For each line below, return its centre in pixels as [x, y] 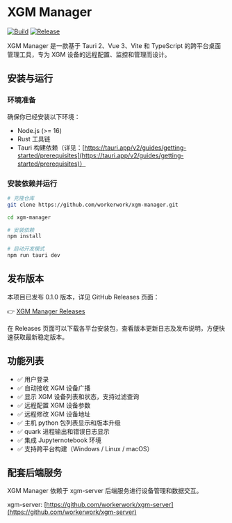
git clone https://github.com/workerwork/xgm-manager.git [93, 205]
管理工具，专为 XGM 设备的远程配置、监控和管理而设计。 [89, 54]
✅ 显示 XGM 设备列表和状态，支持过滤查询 [78, 396]
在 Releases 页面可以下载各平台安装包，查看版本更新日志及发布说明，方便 [113, 328]
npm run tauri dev [34, 256]
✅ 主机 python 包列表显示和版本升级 [69, 423]
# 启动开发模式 [26, 249]
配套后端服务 [35, 473]
